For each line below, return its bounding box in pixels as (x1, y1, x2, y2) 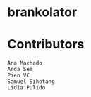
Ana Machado (7, 60, 42, 67)
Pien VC (7, 72, 30, 79)
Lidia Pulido (7, 84, 46, 91)
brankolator (7, 4, 78, 20)
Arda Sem (7, 66, 33, 73)
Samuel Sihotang (7, 78, 55, 85)
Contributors (7, 37, 85, 53)
